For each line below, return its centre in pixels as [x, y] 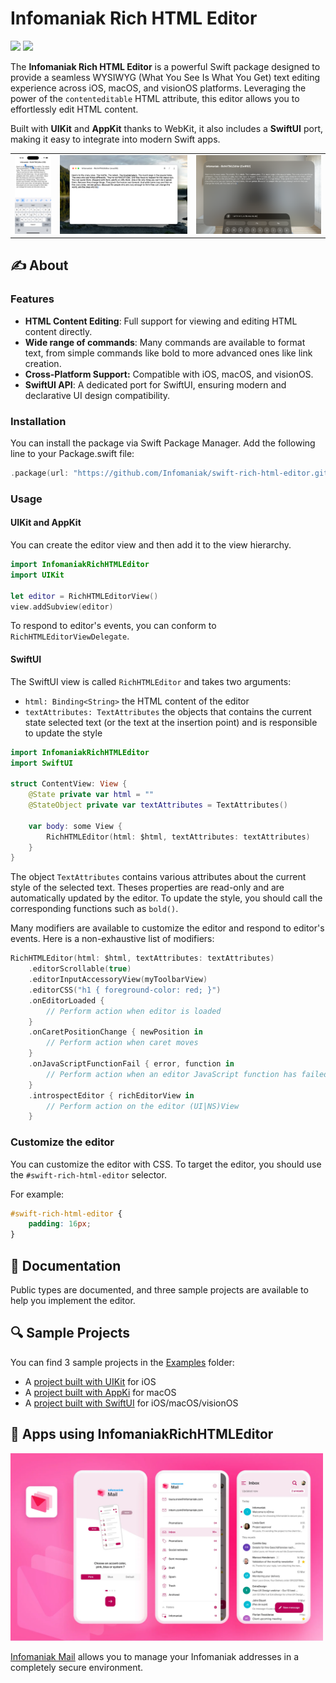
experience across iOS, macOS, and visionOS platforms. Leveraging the [158, 88]
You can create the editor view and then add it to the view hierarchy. [151, 545]
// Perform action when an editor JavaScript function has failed [187, 1074]
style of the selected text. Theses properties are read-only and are [147, 888]
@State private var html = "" [91, 795]
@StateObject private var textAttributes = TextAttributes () [158, 805]
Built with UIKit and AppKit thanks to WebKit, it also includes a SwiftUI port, [167, 128]
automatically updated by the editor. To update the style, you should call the [166, 898]
